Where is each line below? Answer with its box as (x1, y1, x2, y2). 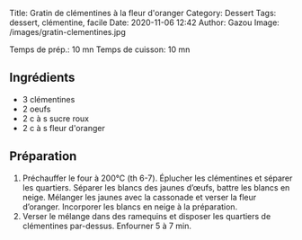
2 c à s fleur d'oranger (22, 122, 105, 133)
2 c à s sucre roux (22, 112, 90, 124)
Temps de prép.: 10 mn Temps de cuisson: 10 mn (9, 44, 191, 55)
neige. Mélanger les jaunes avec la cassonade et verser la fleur (22, 191, 257, 202)
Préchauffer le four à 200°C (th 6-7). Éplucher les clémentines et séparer (22, 173, 293, 183)
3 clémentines (22, 93, 75, 104)
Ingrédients (9, 70, 75, 85)
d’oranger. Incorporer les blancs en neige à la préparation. (22, 201, 238, 212)
